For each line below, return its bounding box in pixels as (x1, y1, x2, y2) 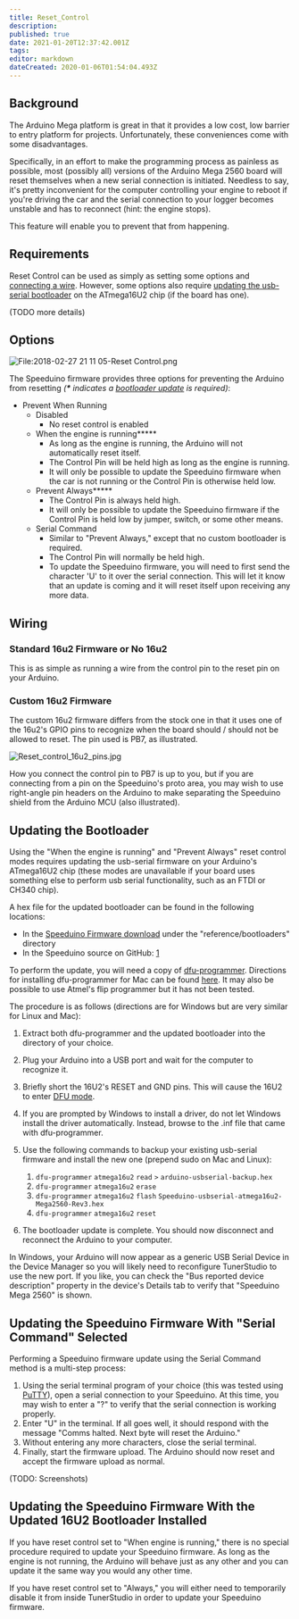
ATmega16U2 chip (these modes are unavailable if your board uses (9, 865, 256, 876)
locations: (9, 912, 46, 922)
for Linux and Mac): (9, 1011, 81, 1022)
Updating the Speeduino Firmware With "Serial (9, 1315, 276, 1331)
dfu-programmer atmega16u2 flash (35, 1192, 157, 1201)
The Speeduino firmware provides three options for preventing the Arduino (9, 373, 285, 384)
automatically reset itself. (48, 447, 141, 458)
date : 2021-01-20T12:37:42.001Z (9, 38, 129, 47)
